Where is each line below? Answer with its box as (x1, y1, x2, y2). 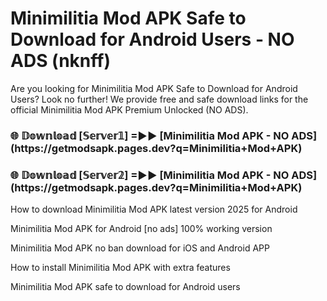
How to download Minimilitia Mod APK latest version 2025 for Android (10, 203, 298, 216)
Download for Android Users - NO (10, 28, 295, 51)
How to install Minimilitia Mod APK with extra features (10, 262, 231, 274)
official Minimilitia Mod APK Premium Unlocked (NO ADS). (10, 103, 249, 116)
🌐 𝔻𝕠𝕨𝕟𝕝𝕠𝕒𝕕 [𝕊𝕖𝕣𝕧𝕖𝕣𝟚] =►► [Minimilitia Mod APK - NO (10, 168, 290, 182)
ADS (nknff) (10, 50, 111, 72)
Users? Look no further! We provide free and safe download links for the (10, 93, 309, 105)
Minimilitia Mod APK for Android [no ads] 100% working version (10, 223, 273, 235)
